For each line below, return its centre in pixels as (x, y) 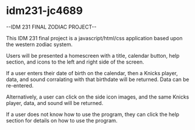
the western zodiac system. (40, 44)
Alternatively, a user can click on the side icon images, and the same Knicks (97, 97)
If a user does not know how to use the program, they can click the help (93, 114)
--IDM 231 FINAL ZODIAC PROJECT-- (51, 27)
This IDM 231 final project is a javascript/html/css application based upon (94, 38)
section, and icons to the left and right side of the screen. (75, 62)
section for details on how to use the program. (62, 120)
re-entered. (20, 85)
